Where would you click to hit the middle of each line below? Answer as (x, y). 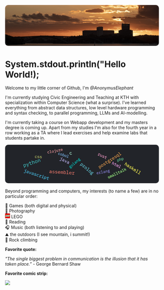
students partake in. (25, 138)
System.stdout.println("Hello (65, 64)
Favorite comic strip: (26, 273)
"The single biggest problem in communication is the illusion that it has (76, 259)
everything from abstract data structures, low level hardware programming (80, 108)
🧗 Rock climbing (21, 240)
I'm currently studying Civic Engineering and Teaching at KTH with (72, 98)
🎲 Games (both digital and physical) (41, 206)
